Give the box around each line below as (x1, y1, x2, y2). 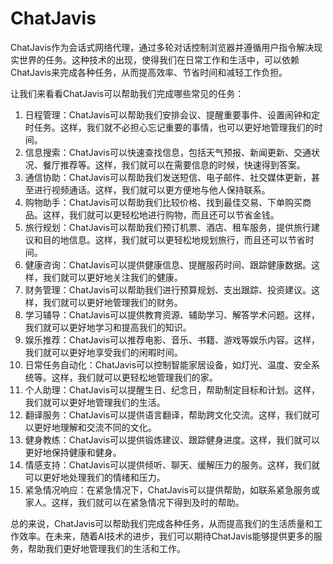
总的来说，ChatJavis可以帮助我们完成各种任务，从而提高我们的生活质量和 (10, 517, 315, 529)
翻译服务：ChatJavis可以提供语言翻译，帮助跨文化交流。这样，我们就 (24, 408, 312, 421)
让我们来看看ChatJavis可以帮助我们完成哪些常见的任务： (10, 87, 245, 99)
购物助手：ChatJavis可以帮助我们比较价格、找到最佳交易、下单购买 (24, 196, 303, 208)
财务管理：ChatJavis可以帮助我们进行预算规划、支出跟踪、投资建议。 (24, 283, 312, 296)
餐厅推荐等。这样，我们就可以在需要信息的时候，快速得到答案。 (42, 158, 306, 171)
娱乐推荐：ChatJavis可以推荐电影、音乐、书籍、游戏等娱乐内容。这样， (24, 333, 321, 346)
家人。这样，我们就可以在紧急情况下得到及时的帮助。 (24, 496, 245, 508)
